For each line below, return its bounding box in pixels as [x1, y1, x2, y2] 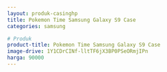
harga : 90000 [7, 54, 44, 62]
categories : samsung [7, 23, 66, 29]
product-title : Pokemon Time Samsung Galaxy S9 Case [7, 42, 161, 49]
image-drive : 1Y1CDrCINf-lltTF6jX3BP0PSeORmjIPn [7, 48, 149, 55]
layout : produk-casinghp [7, 10, 78, 17]
